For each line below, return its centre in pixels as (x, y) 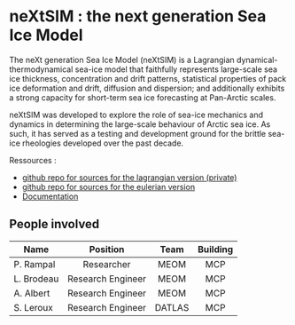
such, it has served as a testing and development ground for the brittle (138, 133)
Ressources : (33, 160)
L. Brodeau (36, 279)
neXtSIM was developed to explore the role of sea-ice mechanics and (136, 115)
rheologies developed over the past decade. (103, 143)
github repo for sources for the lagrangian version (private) (129, 177)
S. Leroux (33, 307)
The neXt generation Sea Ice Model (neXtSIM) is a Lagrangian (122, 59)
